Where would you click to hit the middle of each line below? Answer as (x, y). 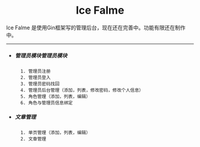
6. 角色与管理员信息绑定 (47, 103)
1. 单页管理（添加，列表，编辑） (56, 132)
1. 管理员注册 (36, 71)
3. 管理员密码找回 (40, 84)
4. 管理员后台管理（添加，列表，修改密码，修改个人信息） (82, 90)
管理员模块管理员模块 (41, 55)
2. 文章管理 (33, 139)
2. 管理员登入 (36, 77)
